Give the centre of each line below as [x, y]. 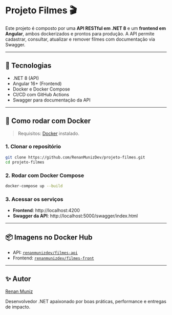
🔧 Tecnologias [28, 66]
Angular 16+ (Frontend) [37, 83]
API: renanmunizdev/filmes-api [45, 252]
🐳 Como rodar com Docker [48, 121]
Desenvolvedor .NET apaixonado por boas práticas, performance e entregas [86, 301]
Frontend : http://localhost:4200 [46, 211]
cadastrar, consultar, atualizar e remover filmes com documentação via [80, 39]
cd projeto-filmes [25, 162]
